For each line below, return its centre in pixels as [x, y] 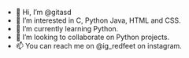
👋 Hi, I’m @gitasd [43, 12]
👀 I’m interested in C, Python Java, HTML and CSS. [98, 20]
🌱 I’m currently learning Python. [67, 29]
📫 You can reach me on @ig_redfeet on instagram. [99, 46]
